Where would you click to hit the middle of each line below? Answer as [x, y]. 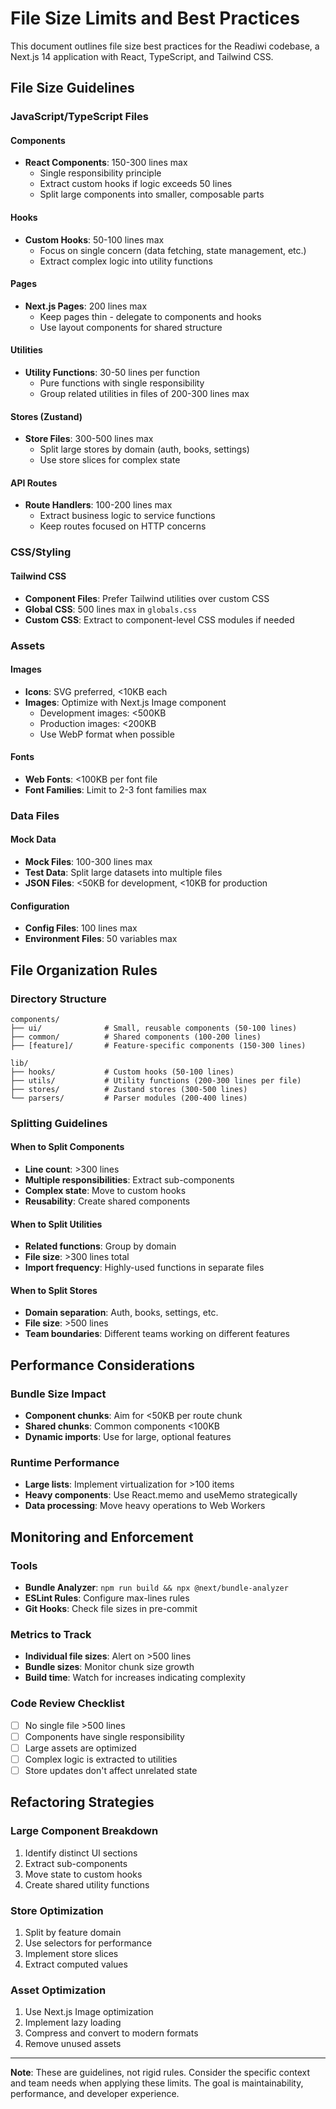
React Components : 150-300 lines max [106, 163]
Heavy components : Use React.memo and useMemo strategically [161, 1495]
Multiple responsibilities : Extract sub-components [129, 1180]
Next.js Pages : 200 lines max [86, 306]
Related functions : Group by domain [100, 1246]
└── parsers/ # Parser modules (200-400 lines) [129, 1098]
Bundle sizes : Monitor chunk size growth [109, 1667]
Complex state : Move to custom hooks [105, 1191]
